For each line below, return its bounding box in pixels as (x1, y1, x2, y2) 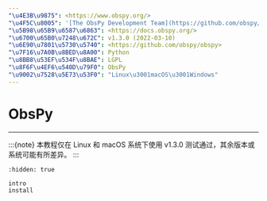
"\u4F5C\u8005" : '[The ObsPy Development (8, 19, 148, 27)
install (8, 186, 34, 195)
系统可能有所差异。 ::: (8, 149, 79, 159)
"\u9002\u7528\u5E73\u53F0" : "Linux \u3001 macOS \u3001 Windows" (8, 71, 219, 79)
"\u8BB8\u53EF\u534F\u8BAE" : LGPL (8, 56, 123, 64)
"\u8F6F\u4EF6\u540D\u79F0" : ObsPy (8, 64, 126, 72)
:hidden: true (8, 165, 56, 173)
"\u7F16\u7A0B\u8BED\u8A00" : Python (8, 48, 130, 56)
